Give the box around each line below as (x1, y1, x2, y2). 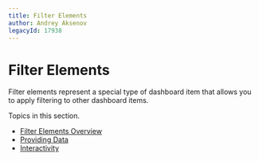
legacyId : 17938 (8, 26, 62, 34)
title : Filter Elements (8, 11, 88, 20)
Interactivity (19, 143, 60, 153)
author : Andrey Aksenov (8, 19, 88, 27)
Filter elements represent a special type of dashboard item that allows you (8, 87, 252, 96)
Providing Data (19, 135, 69, 144)
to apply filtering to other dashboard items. (8, 96, 149, 105)
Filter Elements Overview (19, 127, 102, 136)
